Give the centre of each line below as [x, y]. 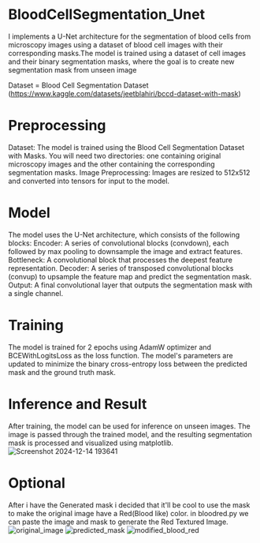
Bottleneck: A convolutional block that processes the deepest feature [121, 260]
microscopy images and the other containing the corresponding [111, 164]
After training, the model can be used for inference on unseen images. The [129, 426]
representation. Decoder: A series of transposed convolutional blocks [121, 268]
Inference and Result [78, 404]
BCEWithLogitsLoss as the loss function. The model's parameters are [121, 355]
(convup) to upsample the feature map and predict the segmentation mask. [130, 276]
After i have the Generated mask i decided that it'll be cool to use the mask [129, 505]
